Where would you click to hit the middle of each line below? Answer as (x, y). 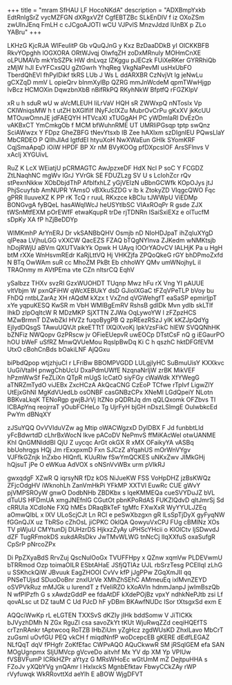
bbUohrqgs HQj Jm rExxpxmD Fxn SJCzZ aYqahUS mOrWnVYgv (99, 450)
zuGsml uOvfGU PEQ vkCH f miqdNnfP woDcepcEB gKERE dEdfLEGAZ (108, 637)
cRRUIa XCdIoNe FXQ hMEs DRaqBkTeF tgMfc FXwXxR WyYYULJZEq (107, 507)
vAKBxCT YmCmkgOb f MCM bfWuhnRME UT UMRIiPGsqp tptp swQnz (109, 125)
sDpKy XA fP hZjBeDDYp (42, 220)
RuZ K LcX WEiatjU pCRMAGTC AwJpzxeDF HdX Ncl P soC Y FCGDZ (105, 168)
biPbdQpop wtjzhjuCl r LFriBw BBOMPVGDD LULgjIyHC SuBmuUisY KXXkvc (116, 363)
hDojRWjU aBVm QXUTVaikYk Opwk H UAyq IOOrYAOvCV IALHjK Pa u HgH (115, 248)
